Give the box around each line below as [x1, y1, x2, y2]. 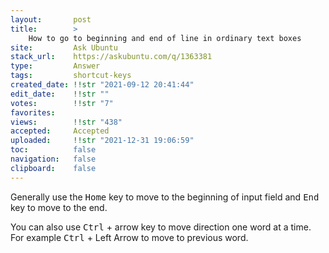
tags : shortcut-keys [10, 71, 132, 81]
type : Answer [10, 61, 101, 71]
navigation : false [10, 154, 97, 164]
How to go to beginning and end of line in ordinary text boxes [28, 33, 302, 43]
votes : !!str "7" [10, 98, 114, 108]
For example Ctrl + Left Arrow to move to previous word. [10, 231, 249, 243]
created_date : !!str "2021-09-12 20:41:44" [10, 80, 195, 90]
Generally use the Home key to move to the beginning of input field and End [10, 191, 320, 203]
